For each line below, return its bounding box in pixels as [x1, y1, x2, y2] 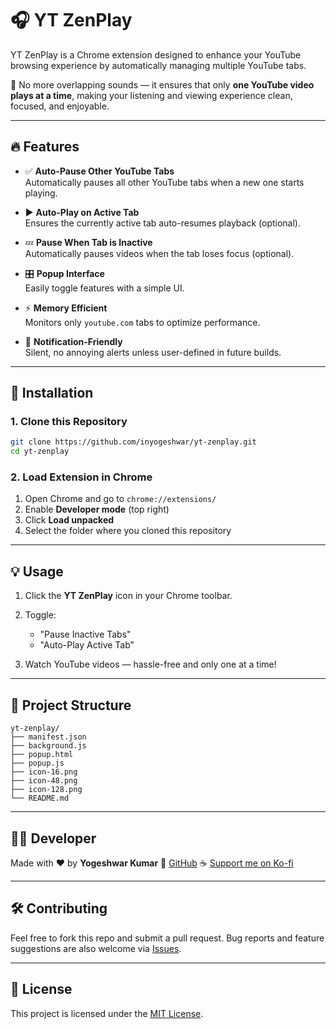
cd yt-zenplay [10, 447, 70, 457]
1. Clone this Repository [10, 415, 128, 429]
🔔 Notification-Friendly [24, 335, 123, 347]
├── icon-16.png [10, 767, 78, 777]
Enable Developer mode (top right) [24, 503, 170, 516]
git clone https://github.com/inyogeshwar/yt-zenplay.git [10, 437, 257, 447]
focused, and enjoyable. [10, 100, 110, 112]
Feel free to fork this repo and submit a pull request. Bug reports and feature [10, 932, 325, 944]
